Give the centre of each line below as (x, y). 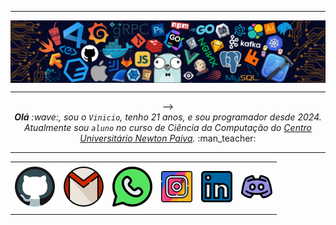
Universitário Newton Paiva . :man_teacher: (168, 138)
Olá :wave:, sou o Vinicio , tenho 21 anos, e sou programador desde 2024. (168, 117)
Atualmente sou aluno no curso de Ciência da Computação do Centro (168, 128)
